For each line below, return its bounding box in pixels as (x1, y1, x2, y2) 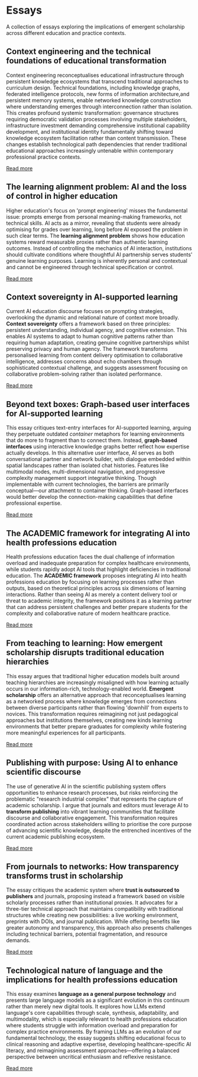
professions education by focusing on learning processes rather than (6, 578, 174, 585)
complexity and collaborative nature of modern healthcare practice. (6, 610, 171, 617)
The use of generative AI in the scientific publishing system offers (6, 782, 167, 790)
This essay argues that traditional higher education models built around (6, 672, 180, 679)
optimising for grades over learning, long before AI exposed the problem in (6, 225, 188, 233)
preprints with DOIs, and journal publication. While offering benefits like (6, 918, 180, 925)
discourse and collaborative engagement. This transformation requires (6, 814, 178, 821)
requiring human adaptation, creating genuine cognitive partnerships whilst (6, 339, 190, 346)
